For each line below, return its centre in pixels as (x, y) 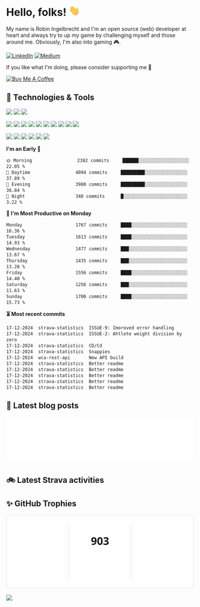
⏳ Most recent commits (36, 314)
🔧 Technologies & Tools (50, 97)
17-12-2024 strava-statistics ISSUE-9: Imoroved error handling (90, 328)
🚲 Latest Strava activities (55, 480)
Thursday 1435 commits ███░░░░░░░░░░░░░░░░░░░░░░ (97, 261)
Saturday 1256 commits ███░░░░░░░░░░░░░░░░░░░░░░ (97, 284)
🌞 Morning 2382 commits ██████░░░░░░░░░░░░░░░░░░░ (98, 160)
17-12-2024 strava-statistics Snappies (58, 351)
